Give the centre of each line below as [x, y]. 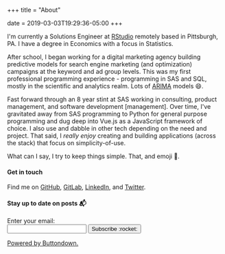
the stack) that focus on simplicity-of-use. [67, 143]
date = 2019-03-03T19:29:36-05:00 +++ [65, 23]
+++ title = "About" [34, 10]
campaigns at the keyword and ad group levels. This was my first [99, 72]
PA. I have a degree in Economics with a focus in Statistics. [90, 43]
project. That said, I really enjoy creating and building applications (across [111, 136]
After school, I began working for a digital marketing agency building [104, 57]
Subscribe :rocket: [115, 229]
